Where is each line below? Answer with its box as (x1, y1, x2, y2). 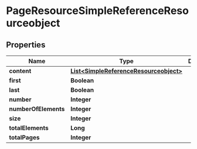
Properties (6, 40, 46, 50)
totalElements (9, 124, 49, 132)
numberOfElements (9, 105, 65, 113)
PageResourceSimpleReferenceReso (6, 4, 189, 18)
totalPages (9, 133, 40, 141)
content (9, 67, 32, 75)
